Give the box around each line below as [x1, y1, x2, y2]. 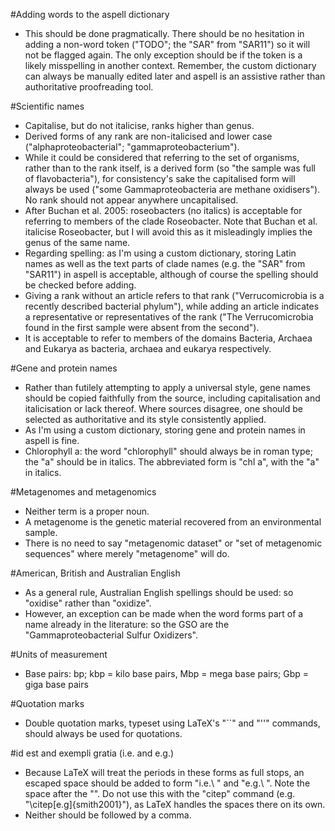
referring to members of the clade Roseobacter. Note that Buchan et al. [24, 215, 318, 227]
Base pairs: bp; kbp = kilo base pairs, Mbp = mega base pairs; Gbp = [24, 668, 309, 679]
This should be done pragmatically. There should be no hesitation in [24, 28, 305, 39]
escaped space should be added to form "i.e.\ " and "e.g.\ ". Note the [24, 777, 311, 789]
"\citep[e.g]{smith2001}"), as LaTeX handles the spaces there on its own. [24, 799, 326, 810]
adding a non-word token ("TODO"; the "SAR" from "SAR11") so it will [24, 39, 311, 50]
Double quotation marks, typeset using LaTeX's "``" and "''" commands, [24, 717, 321, 729]
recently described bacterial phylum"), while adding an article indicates [24, 300, 320, 312]
